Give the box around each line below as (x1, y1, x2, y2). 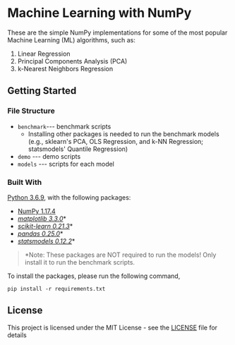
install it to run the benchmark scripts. (24, 258, 135, 266)
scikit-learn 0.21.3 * (17, 222, 73, 230)
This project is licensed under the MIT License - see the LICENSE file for (7, 323, 217, 332)
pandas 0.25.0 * (17, 229, 64, 238)
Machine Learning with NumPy (7, 5, 192, 21)
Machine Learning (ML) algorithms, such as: (7, 35, 135, 44)
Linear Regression (17, 49, 71, 58)
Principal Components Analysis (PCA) (17, 56, 128, 65)
